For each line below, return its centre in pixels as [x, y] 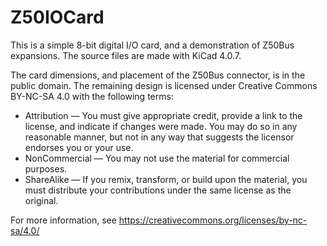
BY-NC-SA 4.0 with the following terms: [92, 96]
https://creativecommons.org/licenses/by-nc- [213, 220]
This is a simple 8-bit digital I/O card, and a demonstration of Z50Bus [152, 45]
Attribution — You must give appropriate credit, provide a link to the [163, 115]
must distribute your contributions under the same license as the [158, 190]
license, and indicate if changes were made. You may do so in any [161, 126]
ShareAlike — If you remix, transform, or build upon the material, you [166, 179]
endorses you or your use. [79, 147]
